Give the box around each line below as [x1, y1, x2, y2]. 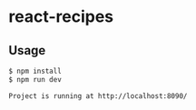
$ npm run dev [8, 75, 63, 84]
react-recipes [8, 6, 114, 27]
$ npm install [8, 66, 63, 75]
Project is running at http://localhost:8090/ [8, 91, 188, 101]
